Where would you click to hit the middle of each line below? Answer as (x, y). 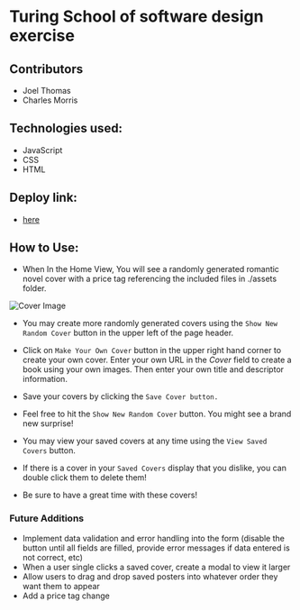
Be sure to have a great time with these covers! (110, 495)
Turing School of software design (136, 17)
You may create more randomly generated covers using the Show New (150, 323)
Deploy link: (44, 198)
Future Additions (46, 518)
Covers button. (49, 451)
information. (45, 379)
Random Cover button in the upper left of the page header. (128, 333)
